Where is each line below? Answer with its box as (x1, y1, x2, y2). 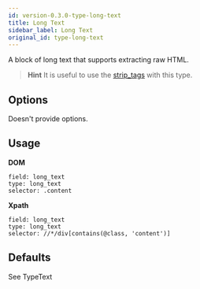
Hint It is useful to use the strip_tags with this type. (27, 70, 193, 80)
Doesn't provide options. (8, 114, 88, 124)
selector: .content (8, 187, 72, 195)
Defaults (8, 251, 51, 265)
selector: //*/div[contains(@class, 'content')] (8, 229, 171, 237)
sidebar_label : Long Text (8, 26, 93, 34)
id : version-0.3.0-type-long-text (8, 11, 122, 20)
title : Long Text (8, 19, 65, 27)
